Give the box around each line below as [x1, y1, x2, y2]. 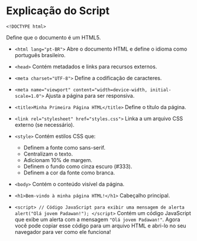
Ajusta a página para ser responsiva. [45, 92, 135, 99]
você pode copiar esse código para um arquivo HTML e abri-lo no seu [14, 222, 186, 229]
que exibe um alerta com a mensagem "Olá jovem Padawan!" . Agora [14, 216, 180, 223]
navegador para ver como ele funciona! [14, 228, 111, 235]
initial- [150, 87, 172, 93]
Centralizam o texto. [23, 150, 73, 157]
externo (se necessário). [14, 121, 75, 128]
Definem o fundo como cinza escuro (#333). [23, 163, 133, 170]
